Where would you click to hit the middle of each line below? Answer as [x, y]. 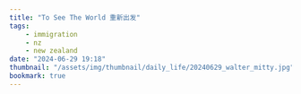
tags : [19, 26]
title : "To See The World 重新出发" [75, 17]
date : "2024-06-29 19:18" [57, 59]
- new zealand [52, 51]
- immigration [52, 34]
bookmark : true [38, 76]
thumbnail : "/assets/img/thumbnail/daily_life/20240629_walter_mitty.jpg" [152, 68]
